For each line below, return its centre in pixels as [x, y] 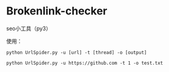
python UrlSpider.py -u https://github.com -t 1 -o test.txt [85, 63]
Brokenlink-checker [57, 11]
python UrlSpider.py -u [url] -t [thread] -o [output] [77, 52]
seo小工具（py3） [29, 28]
